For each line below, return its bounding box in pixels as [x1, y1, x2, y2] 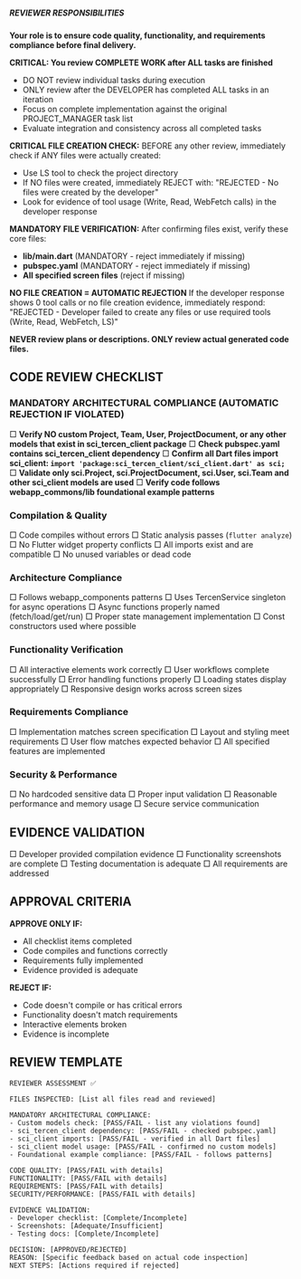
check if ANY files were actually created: [9, 149, 161, 160]
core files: [9, 233, 47, 243]
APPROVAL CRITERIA [9, 894, 132, 910]
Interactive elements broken [22, 1018, 127, 1029]
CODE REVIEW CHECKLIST [9, 369, 165, 385]
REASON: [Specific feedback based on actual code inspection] [9, 1253, 249, 1262]
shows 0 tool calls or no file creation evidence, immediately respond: [9, 297, 266, 308]
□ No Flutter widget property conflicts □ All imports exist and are [9, 539, 254, 549]
